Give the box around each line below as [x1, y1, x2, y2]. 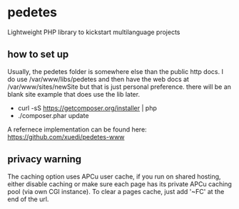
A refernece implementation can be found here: [7, 125, 148, 134]
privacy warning [7, 154, 82, 166]
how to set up [7, 48, 69, 60]
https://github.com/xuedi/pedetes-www [7, 132, 125, 141]
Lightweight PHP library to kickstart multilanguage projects [7, 28, 180, 36]
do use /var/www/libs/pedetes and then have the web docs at [7, 75, 189, 83]
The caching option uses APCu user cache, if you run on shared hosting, [7, 172, 221, 181]
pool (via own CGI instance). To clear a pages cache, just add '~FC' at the [7, 187, 225, 195]
